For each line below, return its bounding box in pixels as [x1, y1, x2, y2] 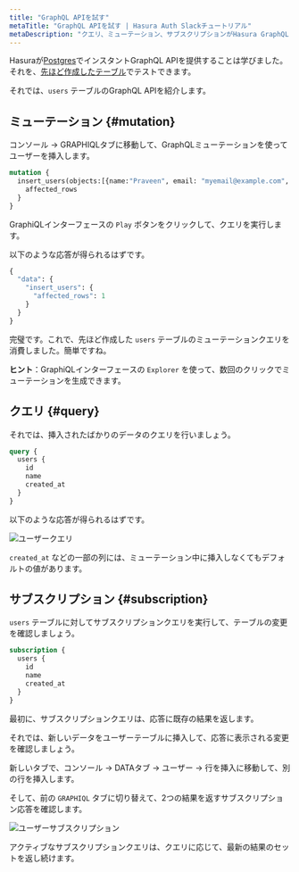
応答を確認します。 [16, 803, 87, 814]
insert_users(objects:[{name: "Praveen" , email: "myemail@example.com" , [17, 177, 290, 186]
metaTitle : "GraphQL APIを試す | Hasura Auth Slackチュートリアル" [9, 21, 252, 30]
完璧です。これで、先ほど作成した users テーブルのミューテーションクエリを [9, 334, 290, 345]
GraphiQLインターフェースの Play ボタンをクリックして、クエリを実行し [9, 219, 275, 229]
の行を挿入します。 [9, 773, 79, 784]
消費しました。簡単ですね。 [9, 345, 112, 355]
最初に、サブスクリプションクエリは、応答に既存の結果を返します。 [9, 713, 259, 724]
